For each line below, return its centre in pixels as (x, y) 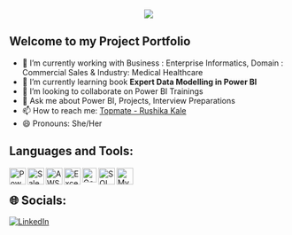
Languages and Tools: (72, 151)
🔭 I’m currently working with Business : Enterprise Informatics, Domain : (153, 63)
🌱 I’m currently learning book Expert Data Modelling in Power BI (139, 82)
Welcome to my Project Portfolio (100, 41)
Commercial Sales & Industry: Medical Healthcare (112, 72)
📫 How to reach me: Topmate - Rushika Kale (104, 110)
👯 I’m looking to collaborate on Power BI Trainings (112, 91)
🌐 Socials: (38, 201)
